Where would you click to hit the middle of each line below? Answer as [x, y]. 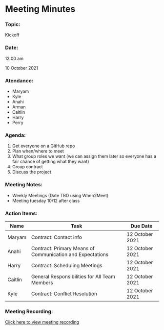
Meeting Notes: [24, 185]
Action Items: [21, 213]
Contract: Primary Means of [63, 248]
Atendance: [19, 80]
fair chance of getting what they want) [51, 162]
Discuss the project [31, 172]
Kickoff [12, 35]
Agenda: [15, 135]
